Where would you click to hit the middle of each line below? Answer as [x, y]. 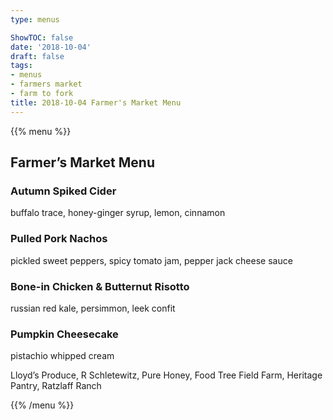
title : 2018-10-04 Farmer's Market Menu [96, 102]
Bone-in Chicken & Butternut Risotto [100, 286]
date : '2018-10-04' [51, 47]
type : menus [35, 19]
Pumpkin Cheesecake [64, 334]
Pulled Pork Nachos [59, 239]
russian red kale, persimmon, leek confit [93, 308]
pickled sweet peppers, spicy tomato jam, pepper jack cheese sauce [151, 260]
